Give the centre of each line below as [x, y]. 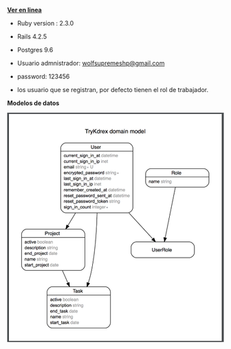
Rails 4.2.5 [32, 36]
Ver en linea [25, 10]
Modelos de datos [33, 103]
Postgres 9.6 [35, 50]
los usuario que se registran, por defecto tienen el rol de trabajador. [113, 90]
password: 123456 [43, 76]
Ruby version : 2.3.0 [45, 23]
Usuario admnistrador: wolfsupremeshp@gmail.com [91, 63]
